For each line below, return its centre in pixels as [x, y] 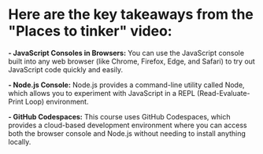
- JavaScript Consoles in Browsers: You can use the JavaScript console [126, 53]
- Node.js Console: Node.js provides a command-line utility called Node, [127, 85]
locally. [20, 141]
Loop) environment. [57, 101]
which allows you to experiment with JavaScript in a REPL [102, 93]
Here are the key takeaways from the [131, 15]
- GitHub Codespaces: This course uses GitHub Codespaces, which [119, 116]
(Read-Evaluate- [223, 93]
